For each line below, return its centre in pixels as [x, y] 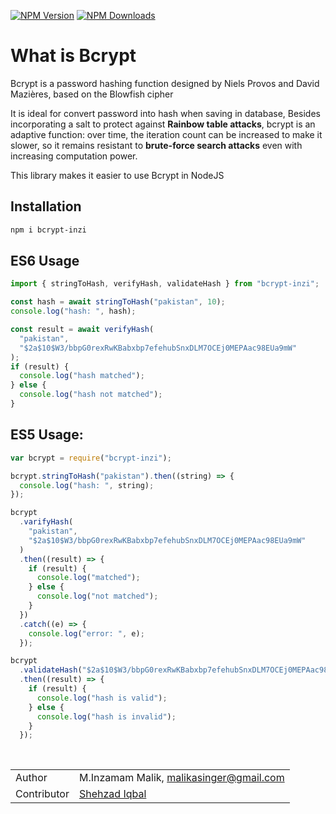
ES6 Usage [45, 261]
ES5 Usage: [47, 435]
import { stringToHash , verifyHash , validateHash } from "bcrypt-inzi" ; [165, 284]
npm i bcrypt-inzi [48, 230]
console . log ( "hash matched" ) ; [82, 376]
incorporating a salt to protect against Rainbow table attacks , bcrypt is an [163, 124]
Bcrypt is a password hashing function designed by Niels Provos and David [165, 83]
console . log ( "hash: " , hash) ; [73, 311]
